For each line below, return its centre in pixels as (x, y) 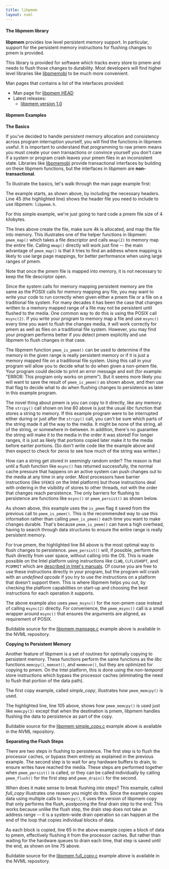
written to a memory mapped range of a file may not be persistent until (79, 308)
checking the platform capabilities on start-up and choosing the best (77, 587)
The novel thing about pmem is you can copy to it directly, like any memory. (84, 402)
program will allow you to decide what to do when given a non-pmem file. (82, 366)
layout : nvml (19, 15)
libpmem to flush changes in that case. (46, 340)
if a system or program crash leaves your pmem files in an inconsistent (79, 158)
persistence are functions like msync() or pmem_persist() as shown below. (82, 498)
